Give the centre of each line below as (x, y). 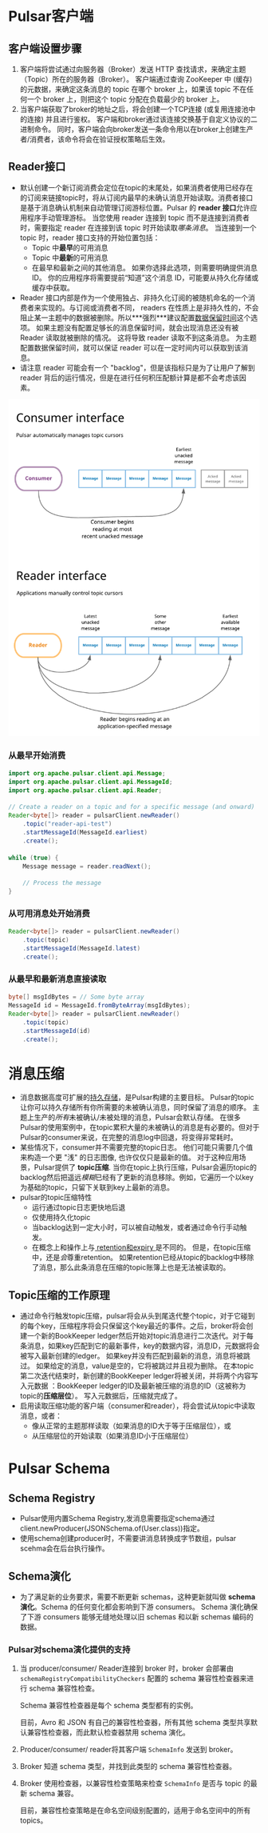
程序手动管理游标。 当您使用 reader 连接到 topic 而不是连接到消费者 (138, 218)
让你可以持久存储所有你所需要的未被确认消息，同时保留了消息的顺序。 (135, 1107)
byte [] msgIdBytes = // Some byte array (77, 997)
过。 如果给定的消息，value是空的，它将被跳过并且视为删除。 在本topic (136, 1366)
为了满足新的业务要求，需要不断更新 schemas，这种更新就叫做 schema (138, 1597)
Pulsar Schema (59, 1469)
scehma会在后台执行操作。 (64, 1548)
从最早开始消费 (37, 755)
